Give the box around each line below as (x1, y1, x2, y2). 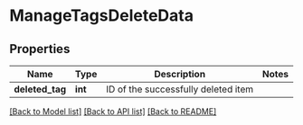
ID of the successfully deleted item (105, 83, 254, 95)
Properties (9, 41, 71, 57)
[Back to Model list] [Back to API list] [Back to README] (9, 106, 217, 117)
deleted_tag (14, 83, 67, 95)
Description (153, 68, 206, 80)
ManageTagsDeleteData (9, 5, 194, 26)
